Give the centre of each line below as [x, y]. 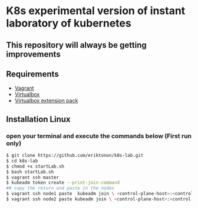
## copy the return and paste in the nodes [60, 188]
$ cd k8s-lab [22, 161]
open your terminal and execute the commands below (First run [99, 136]
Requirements [32, 74]
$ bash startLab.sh [30, 172]
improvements [33, 54]
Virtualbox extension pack [46, 100]
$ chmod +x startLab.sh [35, 166]
